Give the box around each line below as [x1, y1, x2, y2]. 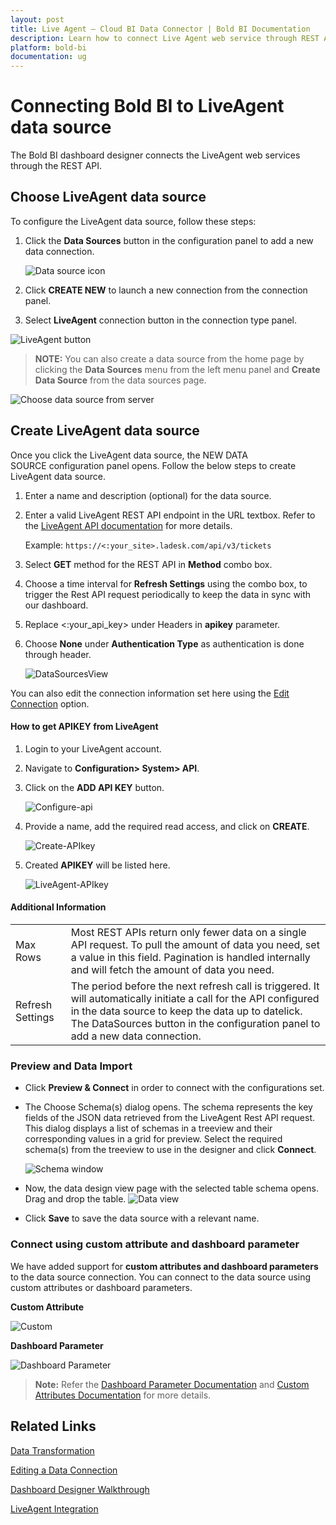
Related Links [10, 1418, 97, 1435]
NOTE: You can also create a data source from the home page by [34, 352, 305, 365]
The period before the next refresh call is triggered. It [70, 979, 320, 993]
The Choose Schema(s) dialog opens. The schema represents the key [24, 1101, 313, 1113]
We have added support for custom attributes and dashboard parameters [10, 1260, 319, 1272]
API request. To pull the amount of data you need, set [70, 938, 320, 952]
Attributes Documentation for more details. [34, 1389, 212, 1401]
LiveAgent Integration [10, 1502, 99, 1515]
